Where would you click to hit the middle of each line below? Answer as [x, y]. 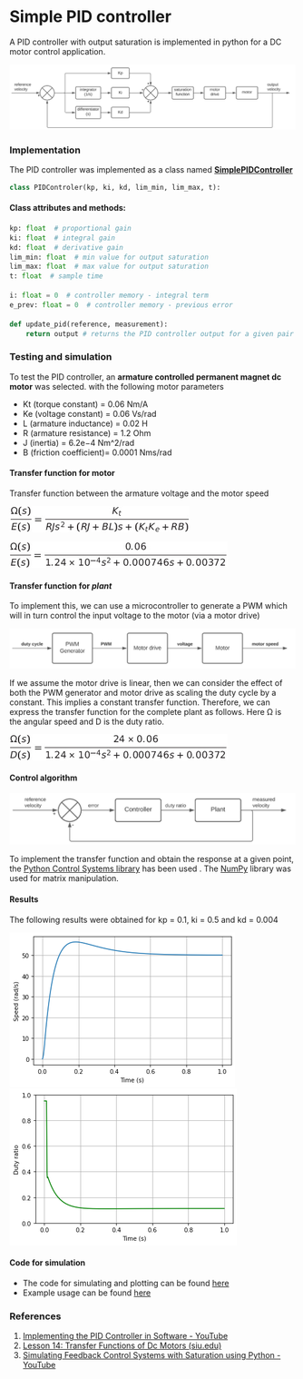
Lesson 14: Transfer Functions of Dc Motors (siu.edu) [122, 1345]
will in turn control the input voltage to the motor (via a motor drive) [135, 616]
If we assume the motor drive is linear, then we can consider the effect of [146, 682]
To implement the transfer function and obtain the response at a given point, [152, 859]
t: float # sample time [56, 276]
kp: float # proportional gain [70, 228]
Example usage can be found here [87, 1293]
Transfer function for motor [62, 473]
